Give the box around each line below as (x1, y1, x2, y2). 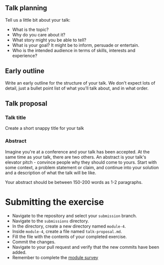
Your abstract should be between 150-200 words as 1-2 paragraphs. (5, 179, 143, 185)
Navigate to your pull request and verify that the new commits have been (12, 244, 160, 250)
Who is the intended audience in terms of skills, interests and (12, 47, 136, 53)
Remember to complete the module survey (12, 254, 98, 260)
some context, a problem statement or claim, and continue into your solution (5, 164, 159, 170)
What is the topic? (12, 27, 49, 32)
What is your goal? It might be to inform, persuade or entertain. (12, 42, 140, 48)
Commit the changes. (12, 238, 56, 245)
